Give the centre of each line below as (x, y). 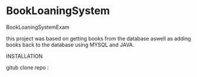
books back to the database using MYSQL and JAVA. (70, 45)
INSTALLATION (24, 56)
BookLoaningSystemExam (38, 27)
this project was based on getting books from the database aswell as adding (98, 38)
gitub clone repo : (27, 67)
